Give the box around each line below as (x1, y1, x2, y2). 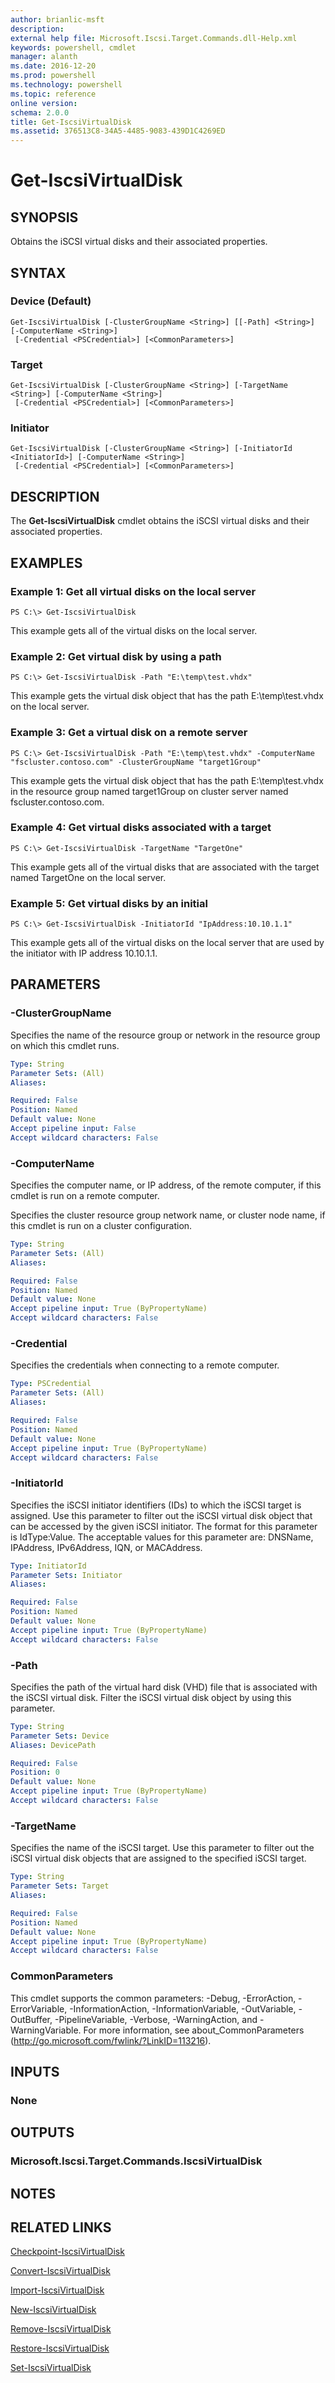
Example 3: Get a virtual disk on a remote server (10, 726, 248, 740)
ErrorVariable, (10, 2002, 68, 2015)
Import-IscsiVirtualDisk (10, 2284, 105, 2296)
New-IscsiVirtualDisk (10, 2304, 97, 2316)
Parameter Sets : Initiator (10, 1570, 123, 1580)
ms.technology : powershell (10, 80, 123, 90)
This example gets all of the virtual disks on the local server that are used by (10, 937, 325, 949)
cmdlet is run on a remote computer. (10, 1190, 160, 1202)
